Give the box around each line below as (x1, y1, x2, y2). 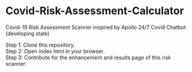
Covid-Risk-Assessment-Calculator (5, 4, 184, 18)
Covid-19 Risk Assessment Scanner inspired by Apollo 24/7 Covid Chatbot (5, 24, 186, 31)
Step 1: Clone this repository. (5, 41, 75, 48)
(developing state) (5, 30, 50, 37)
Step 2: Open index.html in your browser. (5, 47, 105, 54)
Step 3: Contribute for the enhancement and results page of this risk (5, 54, 171, 61)
